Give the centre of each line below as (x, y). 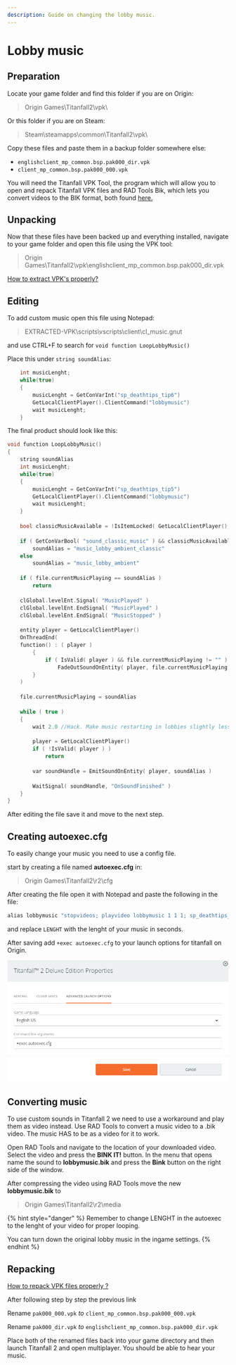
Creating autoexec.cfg (58, 837)
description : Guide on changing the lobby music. (81, 15)
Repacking (31, 1269)
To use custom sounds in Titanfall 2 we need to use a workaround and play (116, 1119)
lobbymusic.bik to (34, 1191)
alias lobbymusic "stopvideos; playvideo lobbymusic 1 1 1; (97, 916)
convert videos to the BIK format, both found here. (80, 198)
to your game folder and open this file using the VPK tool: (90, 244)
